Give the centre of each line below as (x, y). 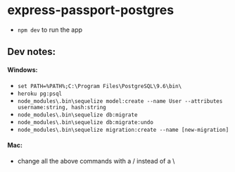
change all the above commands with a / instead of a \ (96, 161)
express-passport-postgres (91, 10)
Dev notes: (32, 52)
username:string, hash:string (62, 107)
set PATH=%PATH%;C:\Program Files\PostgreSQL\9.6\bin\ (100, 86)
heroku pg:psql (40, 94)
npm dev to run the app (50, 30)
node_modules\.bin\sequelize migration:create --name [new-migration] (123, 130)
